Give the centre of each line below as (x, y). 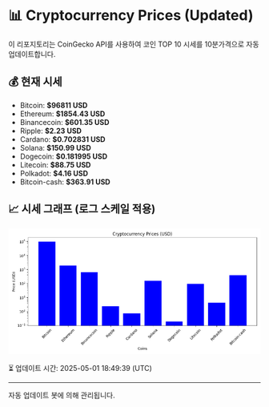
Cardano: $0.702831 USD (62, 139)
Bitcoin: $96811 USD (54, 105)
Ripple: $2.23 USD (51, 131)
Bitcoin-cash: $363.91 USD (65, 182)
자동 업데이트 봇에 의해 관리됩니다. (62, 395)
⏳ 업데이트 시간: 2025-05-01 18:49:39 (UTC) (80, 368)
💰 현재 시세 (35, 82)
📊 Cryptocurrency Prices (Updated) (131, 16)
